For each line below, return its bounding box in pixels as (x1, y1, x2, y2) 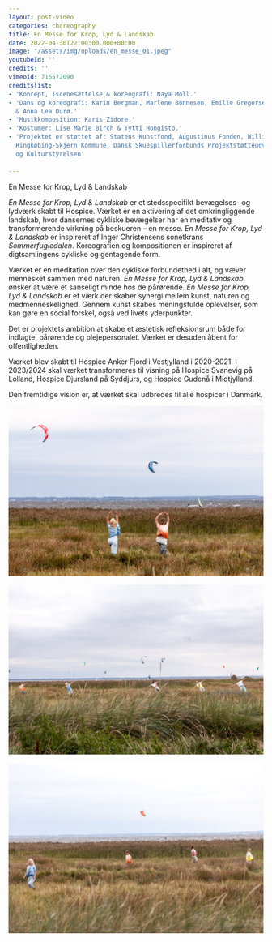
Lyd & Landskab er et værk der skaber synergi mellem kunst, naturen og (8, 290, 250, 300)
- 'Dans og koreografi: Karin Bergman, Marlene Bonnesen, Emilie (8, 98, 233, 107)
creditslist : (8, 81, 53, 89)
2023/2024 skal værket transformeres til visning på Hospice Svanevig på (8, 365, 253, 375)
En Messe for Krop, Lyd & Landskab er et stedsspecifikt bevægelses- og (8, 197, 251, 207)
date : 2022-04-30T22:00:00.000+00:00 (8, 39, 136, 47)
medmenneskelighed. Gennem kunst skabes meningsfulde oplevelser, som (8, 299, 259, 309)
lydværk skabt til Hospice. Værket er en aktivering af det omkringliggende (8, 206, 255, 216)
